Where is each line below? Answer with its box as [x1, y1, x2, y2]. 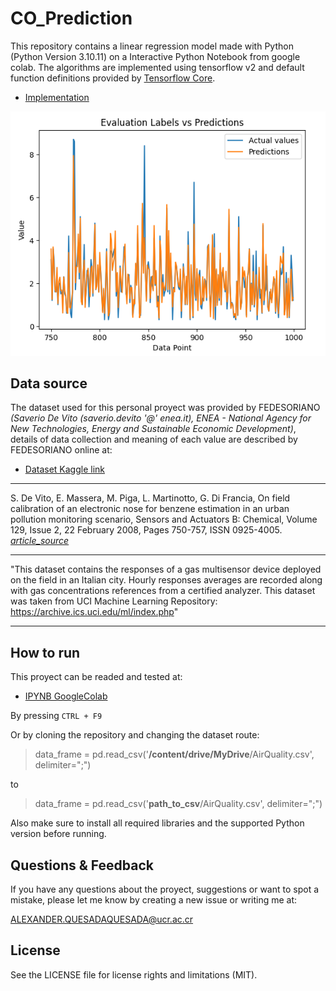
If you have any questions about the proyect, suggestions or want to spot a [10, 883, 320, 896]
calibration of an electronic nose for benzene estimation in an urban [10, 503, 290, 515]
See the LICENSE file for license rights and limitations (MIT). [10, 968, 258, 981]
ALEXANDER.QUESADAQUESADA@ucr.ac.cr [10, 913, 194, 926]
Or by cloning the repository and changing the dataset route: [10, 729, 260, 741]
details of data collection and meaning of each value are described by [10, 433, 298, 446]
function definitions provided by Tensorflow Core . [10, 72, 216, 84]
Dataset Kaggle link [24, 463, 106, 476]
